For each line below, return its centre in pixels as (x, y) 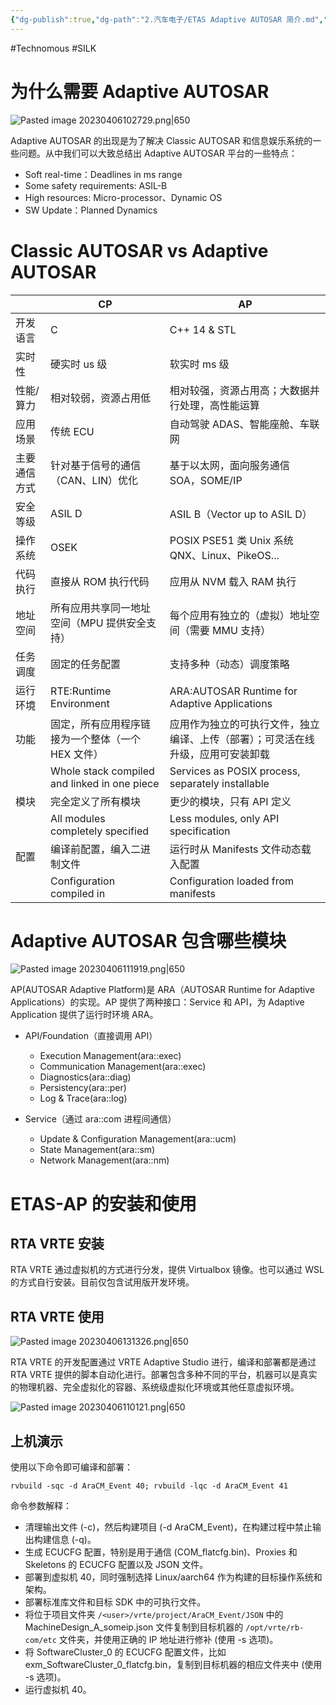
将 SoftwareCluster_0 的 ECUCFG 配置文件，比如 (125, 1652)
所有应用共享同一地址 (101, 608)
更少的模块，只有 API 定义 (230, 801)
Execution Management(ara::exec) (110, 1056)
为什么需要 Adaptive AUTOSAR (140, 91)
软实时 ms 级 (199, 364)
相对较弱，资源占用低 (101, 398)
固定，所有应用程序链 (101, 724)
